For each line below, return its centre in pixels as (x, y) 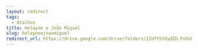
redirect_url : (24, 39)
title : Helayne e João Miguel (43, 28)
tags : (13, 17)
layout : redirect (27, 11)
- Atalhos (23, 22)
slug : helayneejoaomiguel (38, 33)
